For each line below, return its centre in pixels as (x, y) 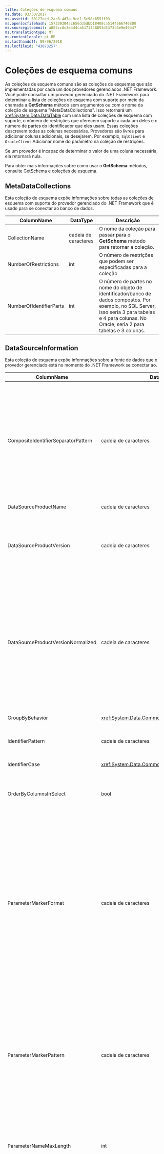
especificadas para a (123, 267)
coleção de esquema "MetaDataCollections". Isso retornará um (68, 110)
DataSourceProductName (37, 507)
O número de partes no (125, 282)
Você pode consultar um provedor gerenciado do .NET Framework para (77, 94)
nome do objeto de (121, 288)
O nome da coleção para (127, 229)
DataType (82, 220)
